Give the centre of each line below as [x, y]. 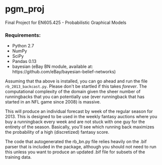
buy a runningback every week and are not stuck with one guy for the [75, 122]
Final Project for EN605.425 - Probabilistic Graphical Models [66, 22]
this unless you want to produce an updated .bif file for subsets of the [75, 152]
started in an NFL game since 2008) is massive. [53, 102]
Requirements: [23, 35]
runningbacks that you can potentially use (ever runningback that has [75, 97]
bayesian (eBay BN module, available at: [52, 66]
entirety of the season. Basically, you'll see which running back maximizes [80, 127]
